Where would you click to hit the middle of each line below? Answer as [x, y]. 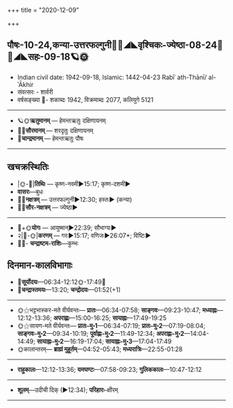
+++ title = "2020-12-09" [43, 10]
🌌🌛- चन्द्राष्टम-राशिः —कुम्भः [48, 243]
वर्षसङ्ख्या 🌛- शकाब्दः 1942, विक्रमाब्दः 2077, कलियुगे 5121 [85, 99]
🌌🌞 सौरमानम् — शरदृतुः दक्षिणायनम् [55, 130]
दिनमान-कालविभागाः [40, 265]
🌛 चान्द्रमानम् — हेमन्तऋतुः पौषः [51, 138]
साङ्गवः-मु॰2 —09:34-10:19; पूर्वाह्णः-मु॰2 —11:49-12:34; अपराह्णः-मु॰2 [101, 334]
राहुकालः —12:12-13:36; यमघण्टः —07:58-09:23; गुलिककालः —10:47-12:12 [110, 370]
